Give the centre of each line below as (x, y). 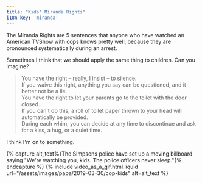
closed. (30, 104)
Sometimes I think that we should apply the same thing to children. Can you (101, 60)
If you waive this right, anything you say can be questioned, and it (104, 84)
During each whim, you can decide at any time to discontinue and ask (109, 123)
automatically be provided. (54, 117)
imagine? (18, 66)
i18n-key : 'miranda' (33, 18)
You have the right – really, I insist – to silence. (79, 78)
